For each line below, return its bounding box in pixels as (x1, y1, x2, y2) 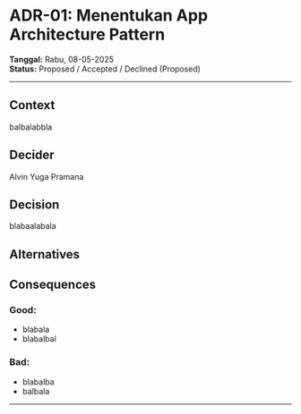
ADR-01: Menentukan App (9, 5, 209, 26)
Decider (9, 148, 56, 163)
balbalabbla (9, 122, 53, 132)
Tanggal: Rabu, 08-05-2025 (9, 54, 115, 64)
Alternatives (9, 247, 81, 262)
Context (9, 97, 56, 113)
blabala (21, 324, 50, 335)
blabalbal (21, 334, 56, 344)
